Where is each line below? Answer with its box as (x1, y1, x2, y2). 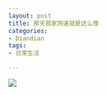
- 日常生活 (8, 49, 40, 57)
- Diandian (8, 34, 45, 43)
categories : (8, 27, 48, 35)
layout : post (8, 11, 52, 20)
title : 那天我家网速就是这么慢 (8, 19, 99, 27)
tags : (8, 42, 26, 50)
